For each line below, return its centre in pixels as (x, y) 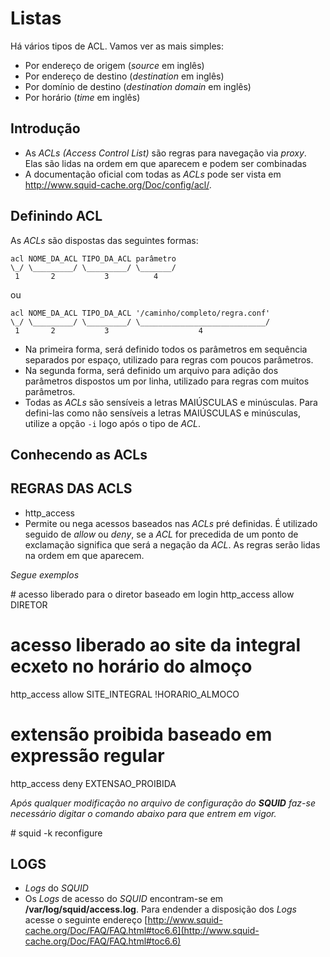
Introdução (45, 128)
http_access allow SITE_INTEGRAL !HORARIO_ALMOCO (125, 694)
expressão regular (87, 755)
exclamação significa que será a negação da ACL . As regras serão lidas (172, 544)
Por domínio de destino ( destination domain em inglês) (138, 86)
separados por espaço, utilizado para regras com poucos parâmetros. (169, 359)
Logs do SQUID (56, 888)
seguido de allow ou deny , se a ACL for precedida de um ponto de (161, 534)
